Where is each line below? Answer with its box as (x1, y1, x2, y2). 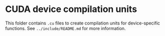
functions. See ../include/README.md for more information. (5, 25, 126, 31)
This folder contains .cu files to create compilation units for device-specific (5, 20, 160, 26)
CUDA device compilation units (5, 3, 137, 15)
